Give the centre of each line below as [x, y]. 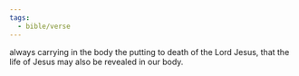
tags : [19, 18]
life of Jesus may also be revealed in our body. [96, 62]
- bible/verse [44, 26]
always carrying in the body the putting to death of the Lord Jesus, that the [149, 52]
